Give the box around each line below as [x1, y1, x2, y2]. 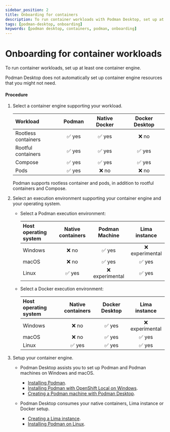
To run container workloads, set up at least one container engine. [5, 65, 142, 71]
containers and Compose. [12, 185, 67, 191]
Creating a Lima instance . [27, 416, 81, 422]
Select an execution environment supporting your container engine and [12, 195, 161, 202]
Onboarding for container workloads [5, 48, 162, 60]
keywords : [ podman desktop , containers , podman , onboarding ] [5, 26, 137, 31]
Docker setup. [20, 406, 50, 412]
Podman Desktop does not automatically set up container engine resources [5, 74, 162, 81]
